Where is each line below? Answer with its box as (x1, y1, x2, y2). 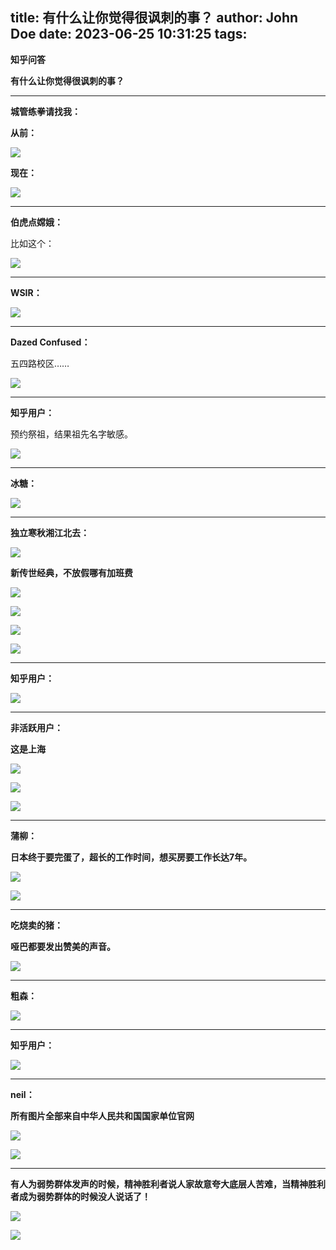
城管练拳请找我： (10, 105, 81, 117)
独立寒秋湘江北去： (10, 526, 90, 538)
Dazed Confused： (10, 336, 91, 348)
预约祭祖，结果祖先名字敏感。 (10, 428, 133, 440)
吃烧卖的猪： (10, 919, 63, 931)
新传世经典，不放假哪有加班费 (10, 566, 133, 578)
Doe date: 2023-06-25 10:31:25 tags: (10, 26, 248, 43)
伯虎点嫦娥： (10, 216, 63, 228)
